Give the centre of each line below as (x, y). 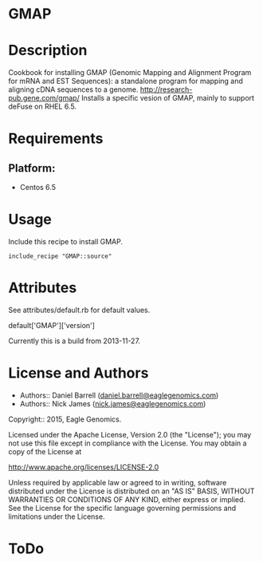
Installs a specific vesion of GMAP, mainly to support (168, 98)
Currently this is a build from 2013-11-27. (75, 341)
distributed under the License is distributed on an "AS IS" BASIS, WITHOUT (131, 491)
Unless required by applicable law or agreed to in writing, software (118, 482)
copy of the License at (45, 451)
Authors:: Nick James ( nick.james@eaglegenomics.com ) (113, 403)
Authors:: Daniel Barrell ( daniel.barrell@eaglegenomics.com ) (119, 395)
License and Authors (79, 373)
